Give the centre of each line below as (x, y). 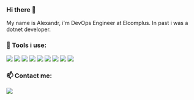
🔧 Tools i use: (27, 45)
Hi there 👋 (21, 10)
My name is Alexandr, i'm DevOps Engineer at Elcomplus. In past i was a (97, 23)
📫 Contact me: (29, 76)
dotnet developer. (28, 29)
